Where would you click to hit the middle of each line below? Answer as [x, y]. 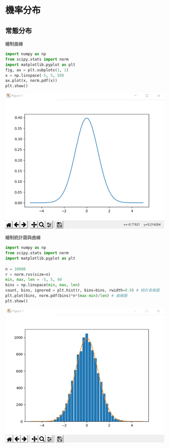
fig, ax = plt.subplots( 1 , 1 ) [37, 70]
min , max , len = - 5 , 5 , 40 [34, 280]
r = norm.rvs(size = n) [28, 274]
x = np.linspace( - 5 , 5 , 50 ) [35, 75]
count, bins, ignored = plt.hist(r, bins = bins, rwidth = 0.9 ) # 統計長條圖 [82, 291]
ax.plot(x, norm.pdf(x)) [31, 81]
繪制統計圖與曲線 [23, 237]
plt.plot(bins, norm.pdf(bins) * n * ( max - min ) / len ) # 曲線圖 [66, 296]
